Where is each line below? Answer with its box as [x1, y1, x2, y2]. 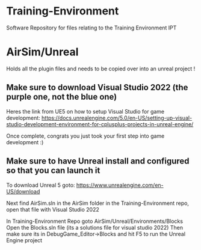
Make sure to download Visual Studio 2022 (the [6, 82, 188, 93]
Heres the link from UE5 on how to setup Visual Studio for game [6, 108, 165, 115]
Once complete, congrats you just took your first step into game [6, 132, 165, 139]
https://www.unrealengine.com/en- [76, 181, 164, 189]
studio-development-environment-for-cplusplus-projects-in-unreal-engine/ [6, 120, 194, 127]
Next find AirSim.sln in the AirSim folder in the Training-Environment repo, [6, 200, 190, 207]
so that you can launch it [6, 165, 100, 175]
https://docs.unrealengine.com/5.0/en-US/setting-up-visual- [41, 114, 193, 121]
